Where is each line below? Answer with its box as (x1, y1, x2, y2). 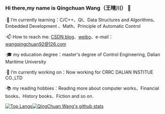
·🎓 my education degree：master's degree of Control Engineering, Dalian (5, 51, 160, 58)
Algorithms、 (130, 17, 158, 23)
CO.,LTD (5, 75, 23, 81)
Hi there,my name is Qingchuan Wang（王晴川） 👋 (5, 4, 131, 11)
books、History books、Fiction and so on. (5, 93, 94, 99)
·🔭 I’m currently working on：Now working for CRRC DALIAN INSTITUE (5, 69, 153, 75)
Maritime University (5, 59, 47, 65)
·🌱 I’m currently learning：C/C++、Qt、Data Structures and (5, 17, 129, 23)
